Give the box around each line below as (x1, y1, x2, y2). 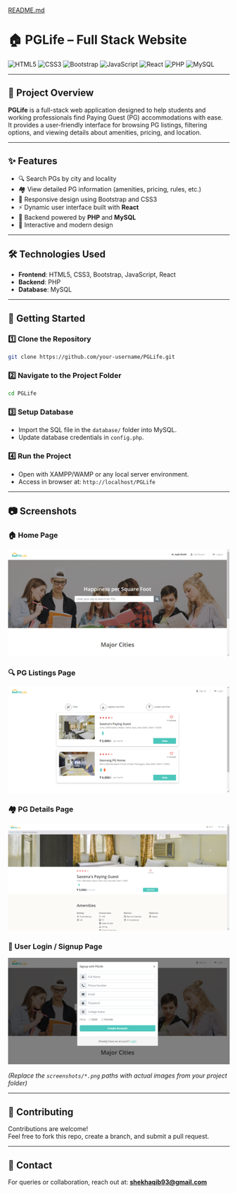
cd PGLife (8, 390, 37, 397)
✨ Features (8, 155, 58, 168)
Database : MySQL (18, 285, 72, 294)
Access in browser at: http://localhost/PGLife (18, 477, 155, 486)
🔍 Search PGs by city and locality (18, 174, 117, 182)
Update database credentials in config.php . (18, 433, 144, 442)
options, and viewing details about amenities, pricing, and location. (8, 128, 202, 137)
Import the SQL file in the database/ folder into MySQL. (18, 426, 177, 434)
